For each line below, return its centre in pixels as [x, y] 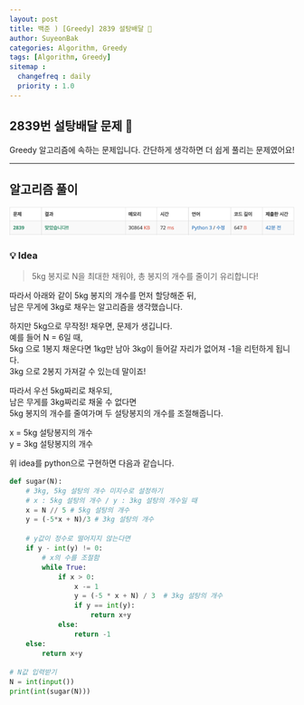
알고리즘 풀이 [44, 189]
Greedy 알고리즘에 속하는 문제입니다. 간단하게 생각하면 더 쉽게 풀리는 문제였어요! [152, 150]
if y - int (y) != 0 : [64, 548]
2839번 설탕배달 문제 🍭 [71, 126]
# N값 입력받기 [33, 672]
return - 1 [92, 634]
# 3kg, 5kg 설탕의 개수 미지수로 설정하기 [95, 491]
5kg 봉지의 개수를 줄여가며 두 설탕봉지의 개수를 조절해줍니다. [116, 413]
